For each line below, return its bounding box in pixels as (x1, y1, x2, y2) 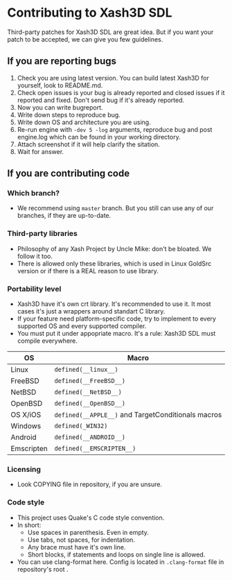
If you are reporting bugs (7, 56, 116, 67)
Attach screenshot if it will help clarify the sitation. (17, 140, 161, 148)
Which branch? (7, 189, 60, 198)
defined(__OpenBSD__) (54, 400, 126, 407)
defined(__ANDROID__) (54, 434, 126, 441)
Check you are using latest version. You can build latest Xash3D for (17, 74, 209, 82)
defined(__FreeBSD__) (54, 377, 126, 385)
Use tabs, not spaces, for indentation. (27, 536, 135, 544)
